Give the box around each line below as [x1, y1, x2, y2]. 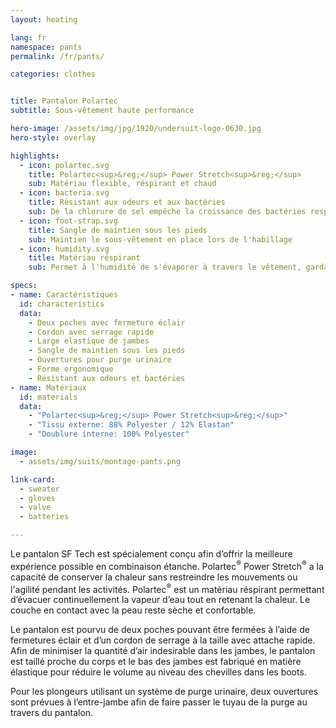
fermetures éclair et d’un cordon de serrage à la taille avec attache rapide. [10, 634, 316, 646]
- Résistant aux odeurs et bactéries [28, 373, 186, 383]
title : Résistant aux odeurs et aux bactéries [28, 197, 226, 208]
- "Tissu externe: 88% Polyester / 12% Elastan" [28, 420, 235, 430]
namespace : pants [10, 42, 83, 52]
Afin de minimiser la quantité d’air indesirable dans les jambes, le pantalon [10, 645, 316, 657]
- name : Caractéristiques [10, 290, 118, 300]
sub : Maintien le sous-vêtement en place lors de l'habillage [28, 234, 293, 245]
